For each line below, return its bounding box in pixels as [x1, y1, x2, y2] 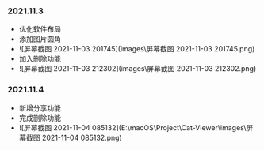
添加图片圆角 [18, 34, 61, 44]
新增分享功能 [18, 103, 61, 112]
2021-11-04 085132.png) [41, 133, 122, 142]
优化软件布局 [18, 24, 61, 34]
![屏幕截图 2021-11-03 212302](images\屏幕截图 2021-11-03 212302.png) [18, 64, 257, 73]
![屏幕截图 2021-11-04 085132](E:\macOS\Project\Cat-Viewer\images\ [18, 122, 247, 132]
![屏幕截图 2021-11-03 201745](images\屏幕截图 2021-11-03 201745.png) [18, 44, 255, 54]
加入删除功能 [18, 54, 61, 64]
